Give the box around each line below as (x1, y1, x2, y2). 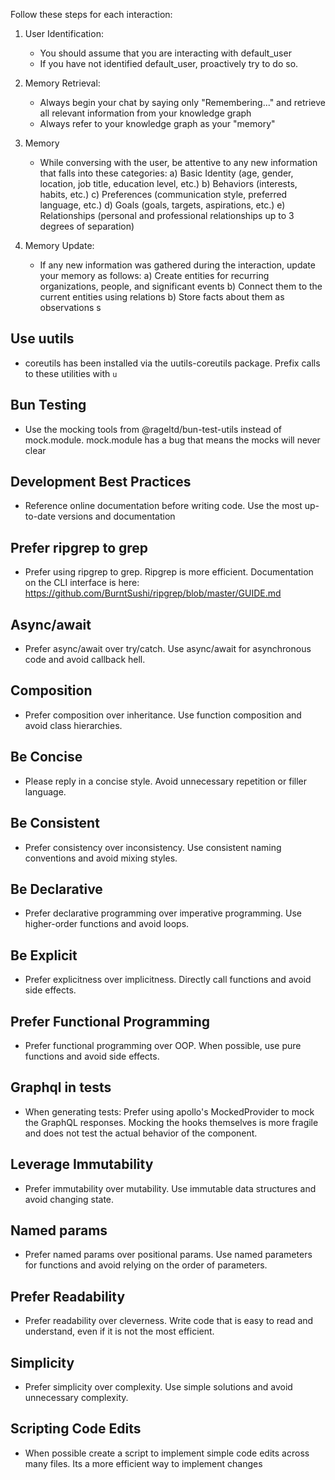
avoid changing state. (24, 1193, 115, 1205)
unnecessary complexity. (24, 1392, 129, 1403)
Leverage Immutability (10, 1156, 154, 1173)
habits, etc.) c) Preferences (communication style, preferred (39, 189, 288, 200)
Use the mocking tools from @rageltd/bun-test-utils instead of (24, 423, 283, 435)
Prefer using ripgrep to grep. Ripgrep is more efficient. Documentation (24, 566, 314, 578)
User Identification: (24, 28, 104, 39)
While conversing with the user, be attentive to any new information (39, 157, 318, 168)
